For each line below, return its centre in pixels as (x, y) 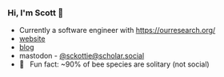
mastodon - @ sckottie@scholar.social (82, 56)
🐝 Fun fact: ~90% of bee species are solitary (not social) (114, 64)
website (32, 38)
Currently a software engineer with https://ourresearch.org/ (117, 30)
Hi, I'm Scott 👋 (36, 13)
